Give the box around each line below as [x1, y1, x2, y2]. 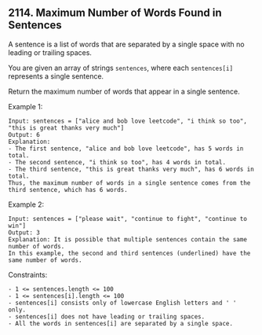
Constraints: [8, 270, 48, 279]
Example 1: [8, 101, 43, 111]
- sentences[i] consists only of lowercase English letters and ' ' [8, 299, 237, 307]
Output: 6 [8, 131, 41, 138]
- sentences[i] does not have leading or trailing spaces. [8, 312, 206, 321]
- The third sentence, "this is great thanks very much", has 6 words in [8, 165, 255, 173]
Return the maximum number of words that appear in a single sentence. [8, 87, 241, 96]
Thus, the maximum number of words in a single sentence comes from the [8, 179, 251, 187]
